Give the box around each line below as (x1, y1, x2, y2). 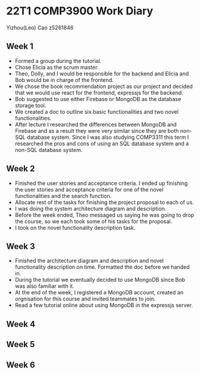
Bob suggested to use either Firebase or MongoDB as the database (14, 95, 181, 102)
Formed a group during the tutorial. (14, 57, 102, 64)
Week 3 (6, 241, 35, 251)
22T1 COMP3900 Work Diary (6, 4, 154, 18)
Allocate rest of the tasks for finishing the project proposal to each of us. (14, 199, 195, 206)
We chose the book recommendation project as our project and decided (14, 83, 193, 90)
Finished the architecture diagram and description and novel (14, 257, 164, 264)
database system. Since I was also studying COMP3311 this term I (26, 133, 189, 141)
